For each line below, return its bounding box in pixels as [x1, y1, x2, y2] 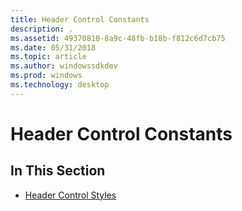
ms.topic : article [10, 52, 87, 62]
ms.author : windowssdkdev [10, 61, 118, 71]
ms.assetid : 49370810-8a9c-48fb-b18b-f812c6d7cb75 [10, 33, 226, 43]
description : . [10, 24, 74, 34]
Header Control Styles [24, 189, 117, 201]
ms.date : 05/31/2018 [10, 42, 97, 53]
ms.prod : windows [10, 71, 83, 81]
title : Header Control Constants [10, 14, 150, 25]
